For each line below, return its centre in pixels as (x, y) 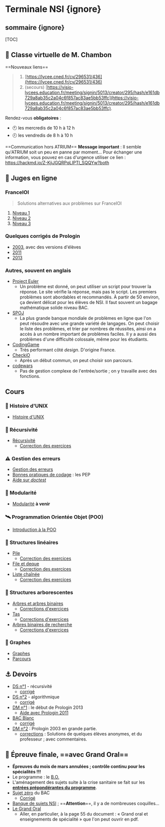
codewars (23, 366)
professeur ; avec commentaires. (54, 739)
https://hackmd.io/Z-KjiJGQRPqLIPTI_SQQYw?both (57, 162)
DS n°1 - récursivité (32, 686)
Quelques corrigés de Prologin (43, 236)
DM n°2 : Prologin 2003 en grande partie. (55, 728)
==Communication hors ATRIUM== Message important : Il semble (73, 147)
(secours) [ (36, 87)
